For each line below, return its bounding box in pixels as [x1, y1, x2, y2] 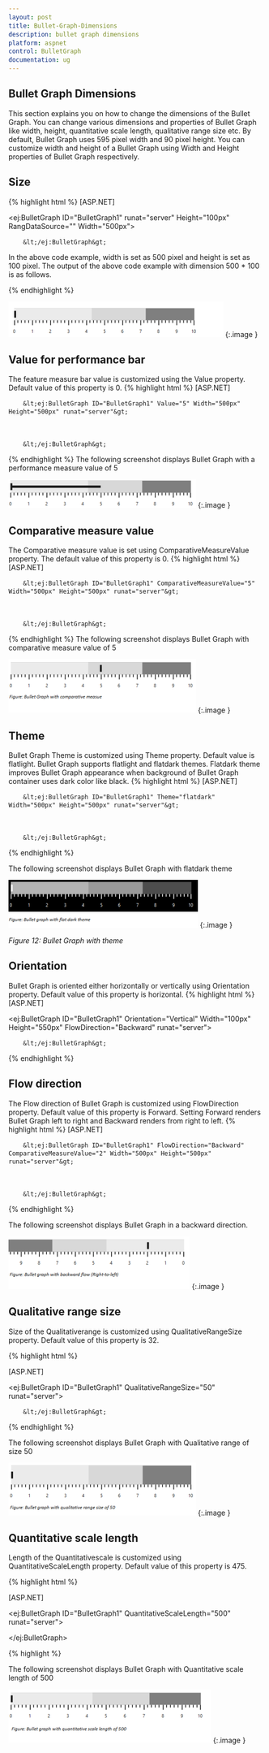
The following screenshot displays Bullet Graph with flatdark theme [8, 864, 233, 873]
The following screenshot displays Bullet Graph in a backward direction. [8, 1219, 249, 1230]
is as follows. [8, 269, 52, 279]
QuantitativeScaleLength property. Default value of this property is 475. [8, 1561, 247, 1571]
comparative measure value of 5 [8, 643, 117, 653]
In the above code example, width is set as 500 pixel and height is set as [8, 252, 250, 262]
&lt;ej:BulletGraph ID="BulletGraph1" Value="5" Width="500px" [23, 400, 241, 408]
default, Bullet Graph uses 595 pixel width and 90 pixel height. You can [8, 134, 246, 144]
